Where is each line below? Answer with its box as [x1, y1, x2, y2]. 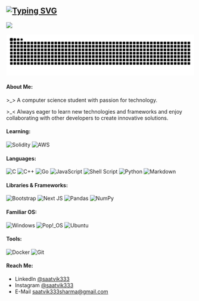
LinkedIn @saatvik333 [14, 275, 70, 283]
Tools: [6, 236, 22, 243]
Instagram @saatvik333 [14, 281, 74, 289]
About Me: [6, 83, 33, 90]
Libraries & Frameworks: [6, 181, 69, 189]
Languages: [6, 155, 37, 162]
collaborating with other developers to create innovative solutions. [6, 114, 169, 121]
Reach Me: [6, 262, 33, 269]
